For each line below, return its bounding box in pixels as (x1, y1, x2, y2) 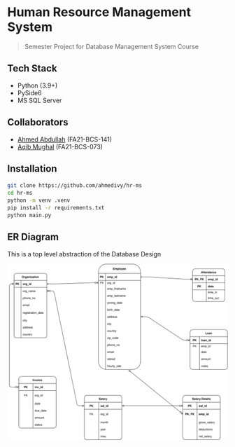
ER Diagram (7, 231, 59, 243)
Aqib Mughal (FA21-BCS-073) (17, 142, 104, 151)
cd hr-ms (7, 190, 33, 197)
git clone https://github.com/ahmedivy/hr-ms (7, 182, 142, 189)
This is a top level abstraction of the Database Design (7, 249, 162, 258)
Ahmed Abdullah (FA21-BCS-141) (17, 135, 113, 144)
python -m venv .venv (7, 197, 71, 204)
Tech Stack (7, 62, 57, 74)
